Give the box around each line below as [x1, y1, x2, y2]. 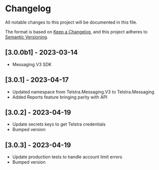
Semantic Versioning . [5, 34, 48, 40]
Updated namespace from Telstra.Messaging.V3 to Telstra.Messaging [12, 89, 155, 95]
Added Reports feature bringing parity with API [12, 94, 107, 100]
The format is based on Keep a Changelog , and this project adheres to [5, 29, 148, 34]
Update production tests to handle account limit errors [12, 154, 123, 160]
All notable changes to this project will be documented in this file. [5, 19, 138, 25]
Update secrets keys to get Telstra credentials [12, 121, 106, 127]
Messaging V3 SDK [12, 61, 52, 67]
